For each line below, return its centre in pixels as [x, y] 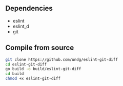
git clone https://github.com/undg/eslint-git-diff [61, 59]
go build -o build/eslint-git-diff [43, 69]
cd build [15, 74]
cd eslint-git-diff [26, 64]
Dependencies [29, 8]
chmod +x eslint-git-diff [33, 79]
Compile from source [40, 48]
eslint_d [21, 26]
